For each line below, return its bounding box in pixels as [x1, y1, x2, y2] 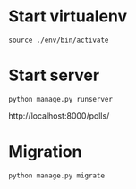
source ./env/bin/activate [8, 36, 109, 45]
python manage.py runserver [8, 94, 114, 103]
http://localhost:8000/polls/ [8, 110, 110, 121]
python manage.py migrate [8, 171, 105, 180]
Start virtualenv [8, 6, 128, 27]
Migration [8, 142, 82, 162]
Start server [8, 65, 100, 86]
